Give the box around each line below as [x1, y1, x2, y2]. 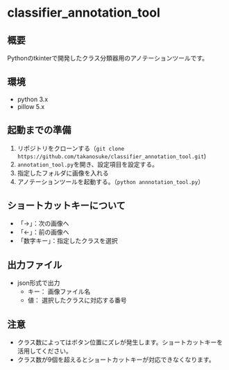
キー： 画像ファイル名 [27, 287, 91, 296]
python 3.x [17, 95, 49, 103]
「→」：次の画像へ [17, 219, 69, 228]
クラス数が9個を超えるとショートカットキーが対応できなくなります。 [17, 355, 215, 364]
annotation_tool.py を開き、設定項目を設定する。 [17, 160, 158, 168]
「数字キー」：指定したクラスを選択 [17, 237, 118, 245]
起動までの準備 [7, 124, 71, 136]
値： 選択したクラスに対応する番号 [27, 296, 127, 305]
